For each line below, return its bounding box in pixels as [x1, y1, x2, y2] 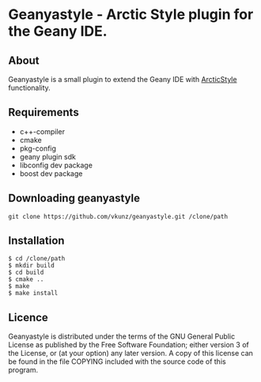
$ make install [8, 290, 59, 298]
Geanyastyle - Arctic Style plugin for [8, 6, 254, 24]
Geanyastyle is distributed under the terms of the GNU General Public [8, 331, 236, 341]
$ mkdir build [8, 262, 55, 270]
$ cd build [8, 268, 44, 277]
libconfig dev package [19, 160, 93, 170]
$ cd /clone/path [8, 255, 66, 263]
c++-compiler [19, 126, 66, 136]
